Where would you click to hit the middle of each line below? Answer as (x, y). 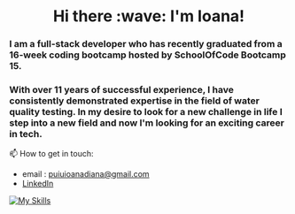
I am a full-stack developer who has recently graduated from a (146, 44)
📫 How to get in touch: (52, 154)
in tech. (26, 134)
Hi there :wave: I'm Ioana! (149, 16)
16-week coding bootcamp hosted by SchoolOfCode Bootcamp (147, 55)
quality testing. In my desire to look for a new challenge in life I (146, 112)
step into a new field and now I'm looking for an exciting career (147, 123)
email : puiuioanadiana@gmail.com (85, 174)
